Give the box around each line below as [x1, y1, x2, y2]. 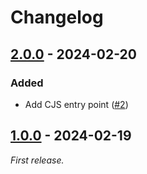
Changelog [10, 6, 104, 29]
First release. [10, 154, 65, 166]
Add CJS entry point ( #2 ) [24, 98, 129, 110]
